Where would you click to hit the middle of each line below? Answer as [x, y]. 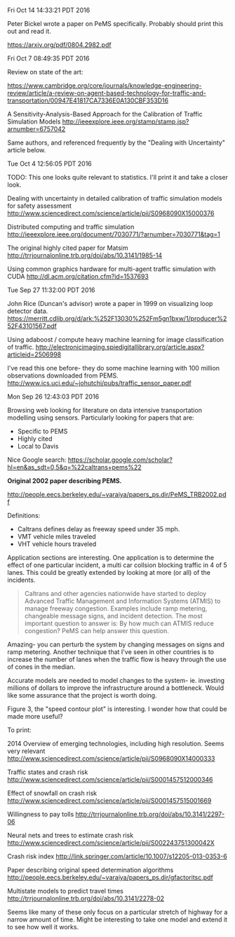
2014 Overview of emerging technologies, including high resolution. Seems [116, 744]
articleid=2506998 [34, 354]
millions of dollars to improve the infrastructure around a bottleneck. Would [116, 688]
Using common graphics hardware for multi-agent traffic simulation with [112, 269]
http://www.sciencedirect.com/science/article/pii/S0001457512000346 [110, 779]
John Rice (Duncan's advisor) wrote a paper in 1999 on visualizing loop [110, 304]
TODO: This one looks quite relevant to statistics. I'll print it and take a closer [117, 177]
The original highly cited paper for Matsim [68, 248]
